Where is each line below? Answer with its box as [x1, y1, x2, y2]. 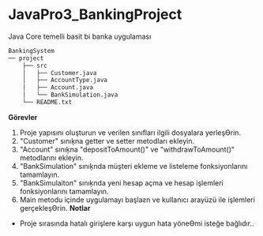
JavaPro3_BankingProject [8, 6, 182, 24]
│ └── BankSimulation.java [22, 91, 118, 99]
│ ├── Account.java [22, 84, 93, 92]
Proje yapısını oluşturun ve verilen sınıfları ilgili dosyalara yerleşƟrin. [19, 128, 242, 137]
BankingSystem [8, 47, 55, 54]
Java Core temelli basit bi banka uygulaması [8, 32, 152, 41]
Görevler [8, 112, 38, 122]
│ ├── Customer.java [22, 69, 97, 77]
